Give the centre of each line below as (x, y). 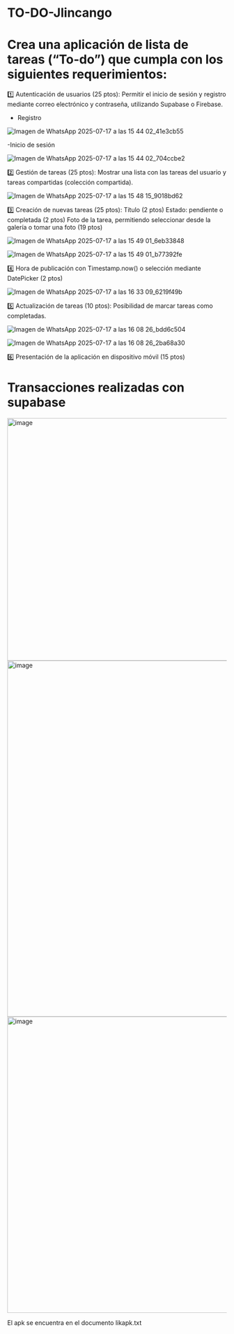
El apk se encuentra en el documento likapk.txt (75, 1323)
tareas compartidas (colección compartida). (70, 182)
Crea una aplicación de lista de (98, 45)
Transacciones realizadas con (96, 388)
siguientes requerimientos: (87, 74)
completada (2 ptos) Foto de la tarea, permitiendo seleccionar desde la (109, 220)
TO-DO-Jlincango (60, 13)
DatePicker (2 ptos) (35, 279)
